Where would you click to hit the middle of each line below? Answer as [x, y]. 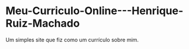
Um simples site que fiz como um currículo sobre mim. [72, 40]
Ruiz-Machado [43, 23]
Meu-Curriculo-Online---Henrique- [94, 11]
